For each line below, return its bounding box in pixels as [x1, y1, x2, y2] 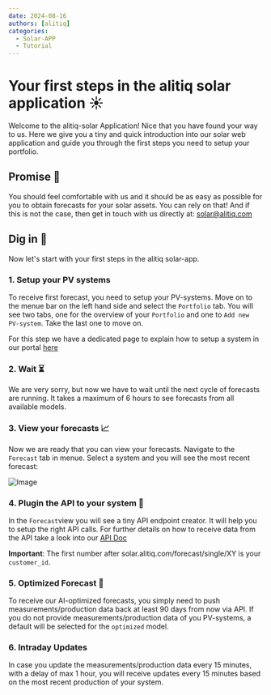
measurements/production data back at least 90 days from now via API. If [8, 604, 255, 614]
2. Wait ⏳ [8, 363, 44, 374]
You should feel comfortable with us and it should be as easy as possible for [8, 191, 263, 201]
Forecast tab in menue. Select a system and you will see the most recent [8, 453, 251, 463]
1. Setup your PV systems [8, 274, 111, 285]
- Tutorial [15, 42, 53, 50]
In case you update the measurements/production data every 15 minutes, [8, 660, 252, 670]
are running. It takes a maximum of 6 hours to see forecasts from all [8, 394, 235, 403]
